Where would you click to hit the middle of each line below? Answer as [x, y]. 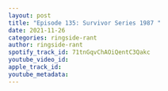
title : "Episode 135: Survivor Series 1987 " [84, 23]
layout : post [30, 15]
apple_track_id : [35, 67]
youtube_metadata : [38, 74]
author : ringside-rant [46, 45]
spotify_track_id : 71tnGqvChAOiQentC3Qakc [79, 52]
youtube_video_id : [38, 60]
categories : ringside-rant [53, 38]
